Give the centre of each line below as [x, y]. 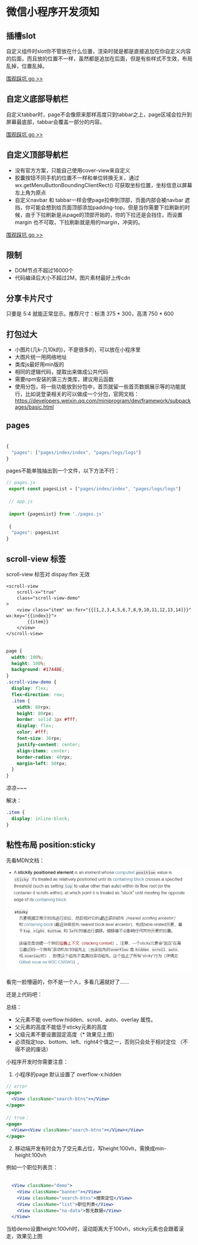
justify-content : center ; [49, 745]
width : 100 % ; [27, 657]
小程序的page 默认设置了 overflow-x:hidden [68, 1074]
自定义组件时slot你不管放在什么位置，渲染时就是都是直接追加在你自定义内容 [98, 51]
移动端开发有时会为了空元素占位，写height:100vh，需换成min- [90, 1148]
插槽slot [21, 36]
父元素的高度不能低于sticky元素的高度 [61, 1027]
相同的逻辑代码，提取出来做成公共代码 [61, 372]
